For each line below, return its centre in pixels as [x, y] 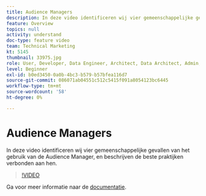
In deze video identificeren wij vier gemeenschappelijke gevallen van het [98, 150]
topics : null [23, 29]
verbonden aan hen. [32, 163]
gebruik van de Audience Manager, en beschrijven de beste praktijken [95, 156]
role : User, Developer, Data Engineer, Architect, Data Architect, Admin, [104, 63]
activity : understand [34, 35]
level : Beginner [27, 69]
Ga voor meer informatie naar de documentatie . [67, 187]
